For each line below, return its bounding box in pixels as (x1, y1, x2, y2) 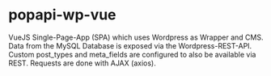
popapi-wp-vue (8, 6, 116, 24)
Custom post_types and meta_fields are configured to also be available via (8, 49, 256, 59)
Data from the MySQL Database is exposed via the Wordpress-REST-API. (8, 40, 252, 50)
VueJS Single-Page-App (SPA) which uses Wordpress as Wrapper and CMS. (8, 32, 264, 42)
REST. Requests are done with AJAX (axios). (8, 58, 156, 68)
